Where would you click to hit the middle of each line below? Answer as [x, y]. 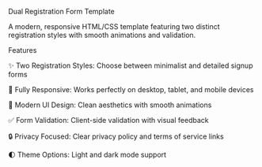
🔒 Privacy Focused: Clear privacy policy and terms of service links [116, 136]
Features [23, 50]
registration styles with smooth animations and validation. [102, 35]
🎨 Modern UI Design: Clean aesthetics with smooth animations [110, 105]
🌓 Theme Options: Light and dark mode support [87, 154]
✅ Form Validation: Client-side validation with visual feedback [108, 120]
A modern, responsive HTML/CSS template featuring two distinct [114, 26]
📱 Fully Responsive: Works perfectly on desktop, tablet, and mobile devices [131, 89]
